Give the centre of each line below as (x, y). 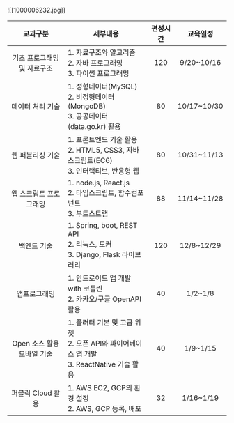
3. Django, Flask (94, 255)
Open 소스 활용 (36, 343)
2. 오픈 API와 (88, 343)
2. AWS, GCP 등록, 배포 (104, 409)
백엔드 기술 (36, 246)
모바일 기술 (36, 354)
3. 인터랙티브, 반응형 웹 (103, 171)
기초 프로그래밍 (36, 57)
